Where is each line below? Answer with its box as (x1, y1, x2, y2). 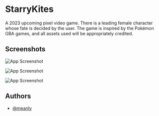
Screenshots (5, 45, 46, 53)
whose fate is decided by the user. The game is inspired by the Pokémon (5, 25, 154, 31)
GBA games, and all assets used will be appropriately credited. (5, 30, 133, 36)
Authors (5, 92, 31, 101)
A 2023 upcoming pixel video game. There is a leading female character (5, 20, 153, 26)
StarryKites (5, 3, 54, 15)
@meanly (12, 105, 32, 111)
